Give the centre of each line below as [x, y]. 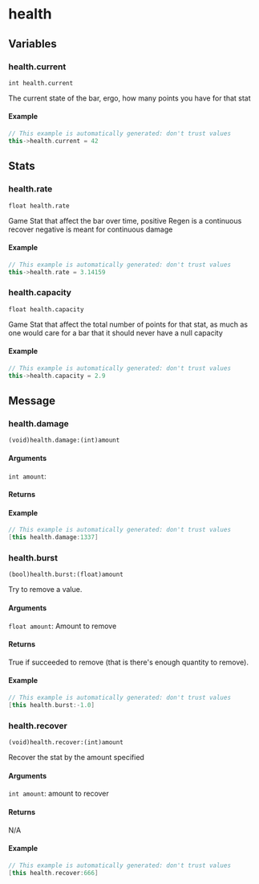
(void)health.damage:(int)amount [64, 440]
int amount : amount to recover [59, 794]
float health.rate [39, 206]
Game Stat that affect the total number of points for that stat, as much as [128, 324]
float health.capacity [46, 309]
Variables [33, 44]
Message [32, 401]
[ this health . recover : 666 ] [53, 873]
